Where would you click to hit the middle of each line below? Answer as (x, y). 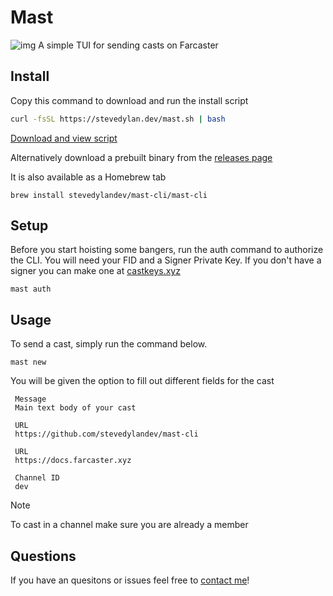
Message (30, 399)
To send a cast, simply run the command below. (109, 344)
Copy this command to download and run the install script (129, 100)
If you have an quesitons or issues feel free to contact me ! (130, 580)
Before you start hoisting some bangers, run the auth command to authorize (167, 250)
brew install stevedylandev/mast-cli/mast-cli (109, 195)
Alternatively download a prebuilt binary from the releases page (141, 157)
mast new (28, 362)
